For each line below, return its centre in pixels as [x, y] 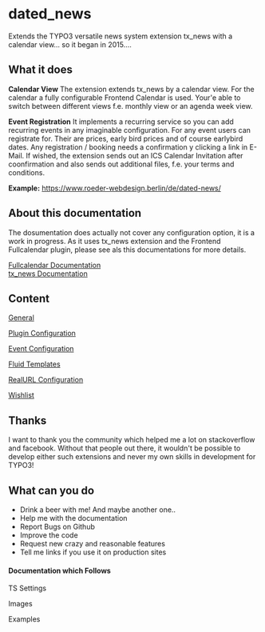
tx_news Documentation [48, 274]
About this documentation [75, 213]
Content [29, 298]
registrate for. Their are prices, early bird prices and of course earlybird [126, 138]
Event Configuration [41, 349]
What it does [41, 70]
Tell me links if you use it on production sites [93, 552]
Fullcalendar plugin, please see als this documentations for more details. [127, 250]
